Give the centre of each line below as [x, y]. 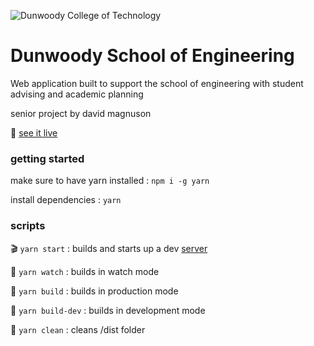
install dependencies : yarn [66, 200]
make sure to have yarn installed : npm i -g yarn [110, 181]
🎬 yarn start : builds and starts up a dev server [109, 248]
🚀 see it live [34, 132]
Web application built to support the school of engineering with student [157, 83]
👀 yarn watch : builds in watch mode [85, 271]
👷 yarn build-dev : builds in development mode [108, 310]
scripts [28, 226]
